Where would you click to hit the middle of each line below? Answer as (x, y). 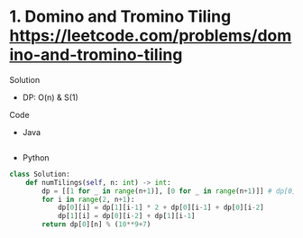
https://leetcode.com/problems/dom (151, 36)
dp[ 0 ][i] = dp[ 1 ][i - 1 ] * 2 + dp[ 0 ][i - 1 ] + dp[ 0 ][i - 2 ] (161, 208)
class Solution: (40, 174)
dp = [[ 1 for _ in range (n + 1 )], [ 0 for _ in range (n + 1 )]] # (157, 191)
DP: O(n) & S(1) (50, 97)
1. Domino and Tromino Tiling (120, 17)
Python (36, 157)
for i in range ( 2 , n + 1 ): (88, 199)
